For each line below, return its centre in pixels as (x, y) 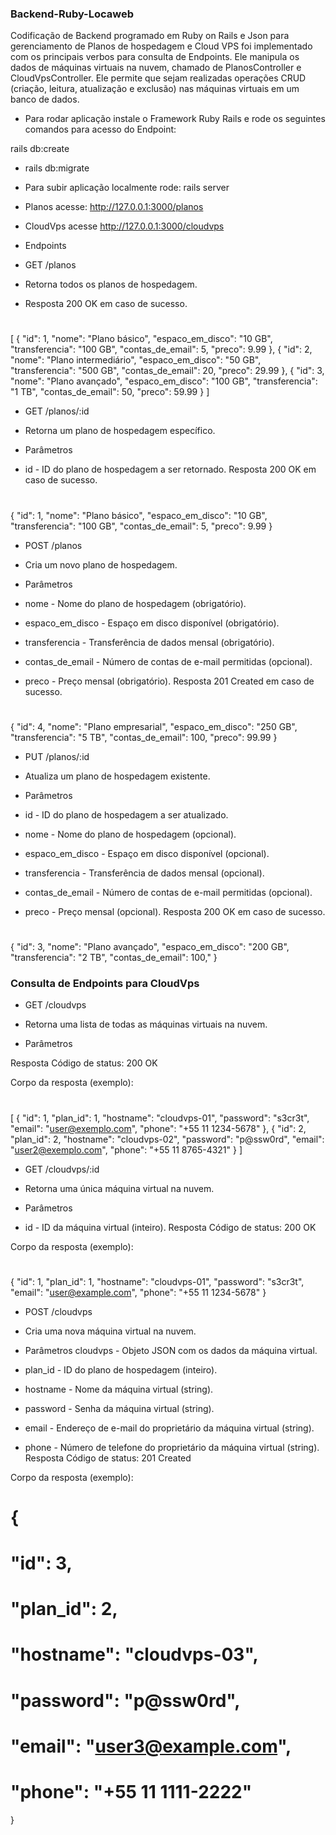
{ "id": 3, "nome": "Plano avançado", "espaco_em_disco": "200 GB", (150, 947)
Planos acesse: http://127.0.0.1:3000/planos (114, 207)
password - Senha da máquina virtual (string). (119, 1408)
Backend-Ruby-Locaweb (72, 14)
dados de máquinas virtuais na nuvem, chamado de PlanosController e (156, 68)
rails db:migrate (57, 168)
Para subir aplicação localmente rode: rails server (127, 188)
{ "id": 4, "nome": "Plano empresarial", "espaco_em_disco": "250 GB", (154, 726)
